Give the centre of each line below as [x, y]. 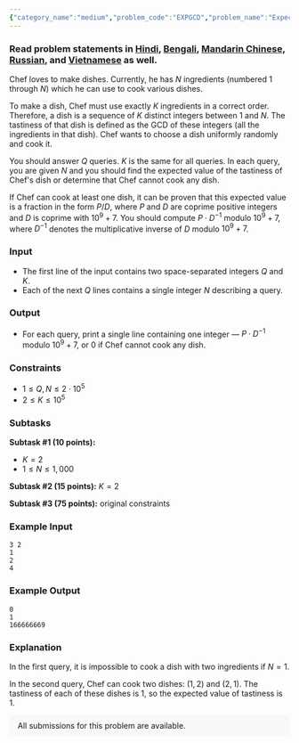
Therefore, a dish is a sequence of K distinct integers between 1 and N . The [147, 115]
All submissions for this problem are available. [101, 725]
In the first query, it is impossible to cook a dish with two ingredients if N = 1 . [149, 666]
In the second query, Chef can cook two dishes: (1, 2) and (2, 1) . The [133, 683]
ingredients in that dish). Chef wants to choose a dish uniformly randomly [144, 134]
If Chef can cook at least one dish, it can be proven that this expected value [148, 197]
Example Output [45, 591]
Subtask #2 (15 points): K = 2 [65, 486]
